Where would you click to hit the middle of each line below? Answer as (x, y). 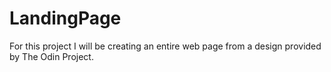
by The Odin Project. (51, 56)
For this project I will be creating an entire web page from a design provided (165, 46)
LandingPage (65, 18)
